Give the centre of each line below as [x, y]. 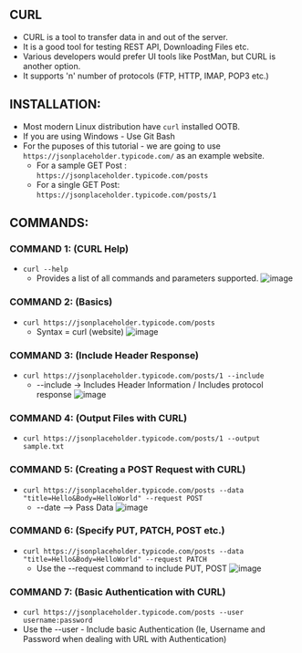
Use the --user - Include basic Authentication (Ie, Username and [144, 629]
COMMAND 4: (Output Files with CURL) [99, 418]
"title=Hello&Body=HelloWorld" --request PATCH [115, 559]
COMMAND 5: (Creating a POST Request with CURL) [128, 470]
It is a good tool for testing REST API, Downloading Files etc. [135, 47]
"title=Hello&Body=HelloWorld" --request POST [113, 498]
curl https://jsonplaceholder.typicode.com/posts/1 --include [143, 376]
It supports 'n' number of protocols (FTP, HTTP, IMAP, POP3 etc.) [146, 76]
